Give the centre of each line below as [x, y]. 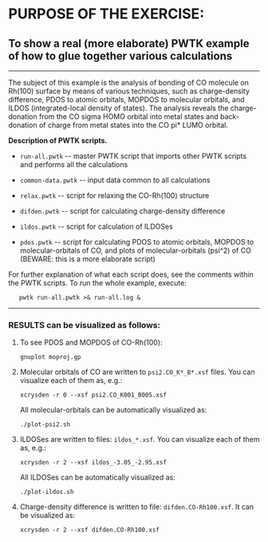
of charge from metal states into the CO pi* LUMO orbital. [134, 125]
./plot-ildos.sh [47, 492]
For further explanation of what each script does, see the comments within [131, 274]
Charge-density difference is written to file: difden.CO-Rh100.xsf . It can [136, 507]
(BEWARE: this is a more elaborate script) [87, 259]
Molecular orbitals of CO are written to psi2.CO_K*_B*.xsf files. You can [137, 372]
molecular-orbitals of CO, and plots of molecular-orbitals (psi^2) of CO [135, 250]
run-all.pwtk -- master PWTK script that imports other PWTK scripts [133, 156]
